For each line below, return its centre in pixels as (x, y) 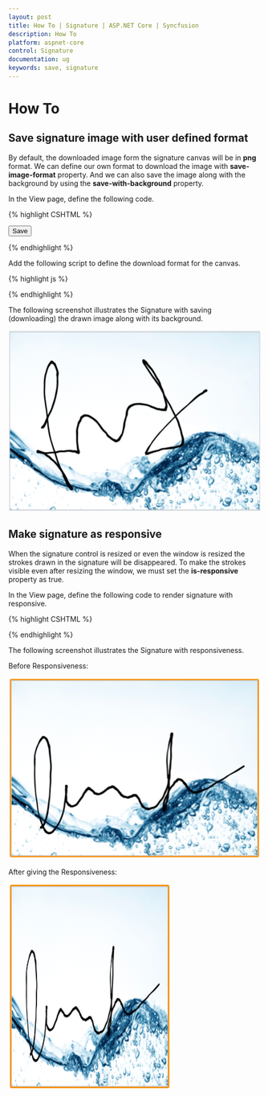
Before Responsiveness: (49, 666)
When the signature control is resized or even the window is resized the (127, 553)
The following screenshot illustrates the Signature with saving (110, 310)
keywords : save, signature (53, 68)
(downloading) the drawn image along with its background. (106, 318)
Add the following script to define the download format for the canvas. (124, 263)
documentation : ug (39, 60)
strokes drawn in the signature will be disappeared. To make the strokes (127, 562)
